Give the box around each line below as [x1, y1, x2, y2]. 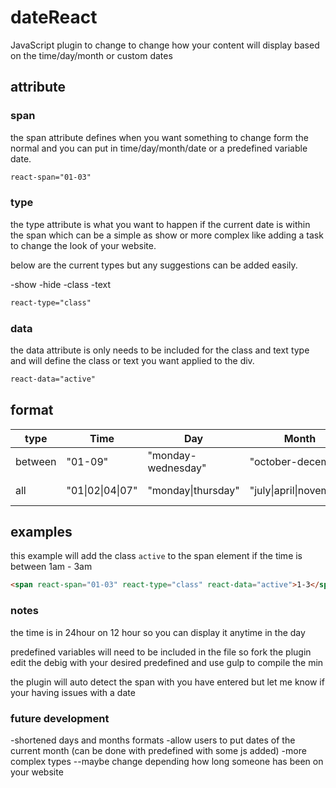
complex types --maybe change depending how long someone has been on [10, 755, 324, 767]
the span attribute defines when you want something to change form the [10, 131, 309, 143]
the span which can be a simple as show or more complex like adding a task [10, 229, 324, 241]
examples [10, 524, 73, 541]
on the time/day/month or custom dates [10, 49, 173, 61]
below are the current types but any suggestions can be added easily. [10, 259, 298, 271]
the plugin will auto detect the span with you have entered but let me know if [10, 676, 325, 688]
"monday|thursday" [147, 483, 240, 497]
